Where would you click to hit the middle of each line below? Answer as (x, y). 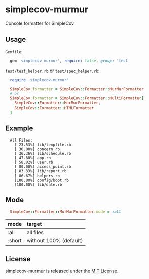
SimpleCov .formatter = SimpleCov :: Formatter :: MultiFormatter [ (77, 98)
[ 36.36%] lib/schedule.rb (43, 153)
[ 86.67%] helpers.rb (37, 176)
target (34, 224)
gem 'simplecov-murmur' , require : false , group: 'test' (70, 61)
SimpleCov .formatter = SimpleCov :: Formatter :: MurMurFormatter (77, 89)
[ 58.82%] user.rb (34, 162)
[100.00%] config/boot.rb (42, 180)
